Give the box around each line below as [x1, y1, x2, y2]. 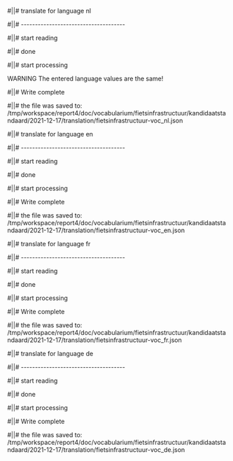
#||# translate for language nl [7, 7, 92, 15]
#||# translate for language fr [7, 240, 91, 248]
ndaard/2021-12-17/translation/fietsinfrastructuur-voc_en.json [7, 226, 185, 234]
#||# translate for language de [7, 350, 94, 357]
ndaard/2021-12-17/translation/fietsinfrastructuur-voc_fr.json [7, 336, 182, 344]
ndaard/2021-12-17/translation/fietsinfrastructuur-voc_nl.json [7, 116, 183, 125]
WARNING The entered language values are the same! [7, 74, 164, 83]
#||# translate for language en [7, 130, 93, 138]
